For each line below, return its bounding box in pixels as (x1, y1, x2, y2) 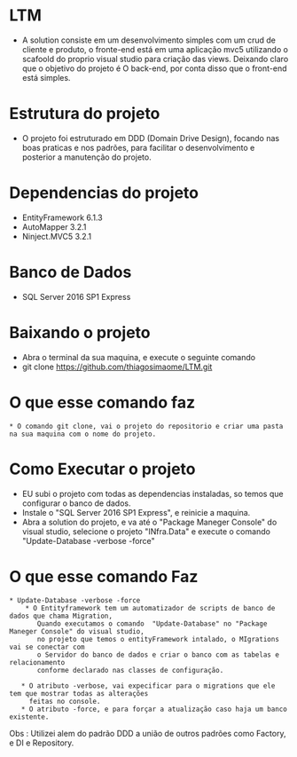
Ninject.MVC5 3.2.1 (21, 231, 91, 241)
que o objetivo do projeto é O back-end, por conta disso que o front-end (21, 63, 287, 74)
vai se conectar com (9, 643, 86, 651)
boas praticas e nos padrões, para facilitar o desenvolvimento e (21, 142, 255, 153)
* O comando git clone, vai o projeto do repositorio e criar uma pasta (9, 422, 284, 430)
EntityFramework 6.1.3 (21, 212, 104, 223)
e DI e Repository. (9, 737, 74, 748)
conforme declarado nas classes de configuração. (36, 666, 224, 674)
